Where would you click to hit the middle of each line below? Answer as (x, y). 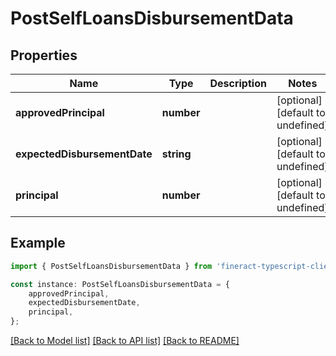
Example (38, 243)
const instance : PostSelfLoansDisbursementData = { (120, 284)
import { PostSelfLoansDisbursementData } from (111, 266)
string (176, 154)
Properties (44, 55)
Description (238, 83)
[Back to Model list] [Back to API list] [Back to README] (125, 341)
